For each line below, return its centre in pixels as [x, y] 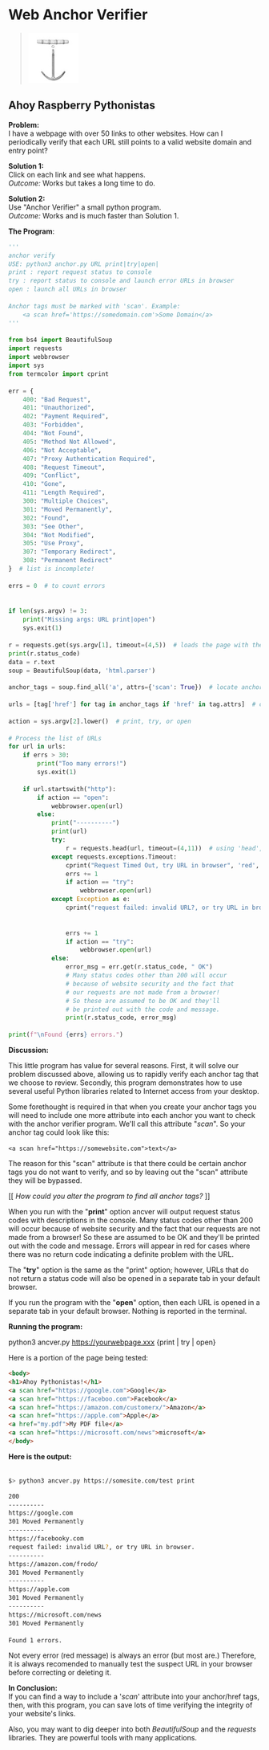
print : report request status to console [80, 272]
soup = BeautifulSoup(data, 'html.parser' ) [82, 671]
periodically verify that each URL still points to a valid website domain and [130, 141]
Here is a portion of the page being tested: [78, 1358]
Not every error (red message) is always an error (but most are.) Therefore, [132, 1655]
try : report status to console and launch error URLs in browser [121, 281]
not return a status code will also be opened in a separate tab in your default [134, 1278]
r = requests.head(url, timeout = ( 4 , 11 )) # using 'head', [164, 848]
